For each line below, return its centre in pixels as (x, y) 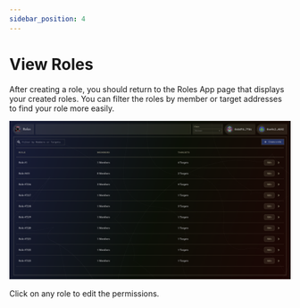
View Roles (51, 64)
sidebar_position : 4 (48, 19)
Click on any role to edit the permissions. (84, 294)
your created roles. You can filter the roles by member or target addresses (146, 98)
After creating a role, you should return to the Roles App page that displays (147, 89)
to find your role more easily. (62, 108)
